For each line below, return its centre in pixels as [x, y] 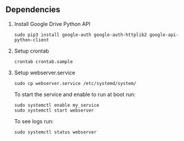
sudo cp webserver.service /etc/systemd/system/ [75, 83]
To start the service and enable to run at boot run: [75, 94]
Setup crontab [32, 51]
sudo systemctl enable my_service [57, 105]
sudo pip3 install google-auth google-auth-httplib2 [80, 35]
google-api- [164, 35]
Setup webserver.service [44, 73]
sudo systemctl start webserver [54, 110]
